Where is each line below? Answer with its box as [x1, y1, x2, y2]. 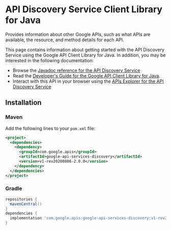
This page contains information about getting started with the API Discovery [5, 46, 164, 53]
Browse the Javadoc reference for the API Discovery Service [12, 67, 140, 73]
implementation [10, 216, 42, 221]
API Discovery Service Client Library [5, 4, 163, 15]
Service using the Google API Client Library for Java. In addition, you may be [5, 52, 166, 58]
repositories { [5, 196, 38, 202]
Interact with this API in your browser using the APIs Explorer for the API [12, 78, 164, 84]
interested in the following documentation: [5, 57, 94, 63]
